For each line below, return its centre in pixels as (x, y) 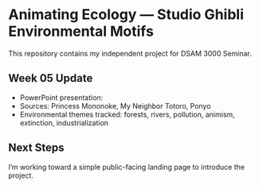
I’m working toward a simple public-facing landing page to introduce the (127, 167)
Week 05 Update (51, 78)
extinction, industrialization (64, 123)
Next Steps (36, 148)
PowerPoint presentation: (61, 98)
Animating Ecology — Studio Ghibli (126, 15)
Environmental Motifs (81, 31)
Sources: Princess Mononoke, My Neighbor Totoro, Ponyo (115, 106)
